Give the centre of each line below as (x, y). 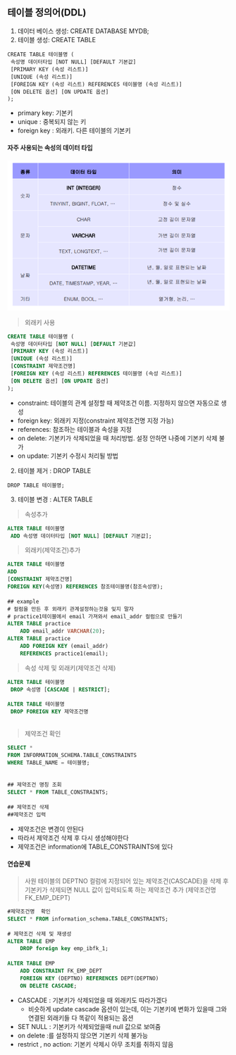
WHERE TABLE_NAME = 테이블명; (49, 763)
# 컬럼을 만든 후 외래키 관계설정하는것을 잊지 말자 (70, 609)
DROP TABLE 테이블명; (36, 485)
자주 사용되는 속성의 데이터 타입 (50, 148)
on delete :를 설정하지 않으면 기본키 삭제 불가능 (83, 1035)
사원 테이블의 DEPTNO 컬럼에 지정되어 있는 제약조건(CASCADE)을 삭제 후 (126, 881)
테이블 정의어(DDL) (47, 13)
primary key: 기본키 (45, 113)
